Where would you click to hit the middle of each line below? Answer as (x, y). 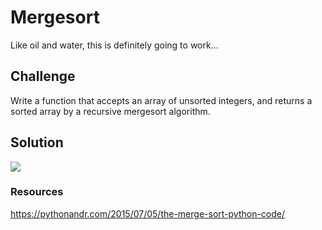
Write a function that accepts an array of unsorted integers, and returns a (161, 100)
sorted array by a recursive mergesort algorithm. (110, 111)
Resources (37, 192)
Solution (37, 142)
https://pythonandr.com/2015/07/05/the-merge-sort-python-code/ (148, 213)
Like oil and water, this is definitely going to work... (114, 45)
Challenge (43, 76)
